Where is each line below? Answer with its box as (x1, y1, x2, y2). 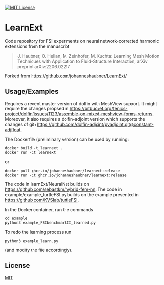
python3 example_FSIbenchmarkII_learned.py (5, 220, 96, 225)
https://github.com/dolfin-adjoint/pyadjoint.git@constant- (36, 121, 154, 127)
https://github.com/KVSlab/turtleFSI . (5, 197, 79, 203)
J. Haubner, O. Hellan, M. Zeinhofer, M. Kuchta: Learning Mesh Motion (17, 53, 160, 59)
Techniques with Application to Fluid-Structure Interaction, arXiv (17, 58, 148, 64)
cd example (5, 216, 28, 221)
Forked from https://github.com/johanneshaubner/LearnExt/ (5, 73, 127, 79)
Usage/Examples (5, 87, 59, 96)
